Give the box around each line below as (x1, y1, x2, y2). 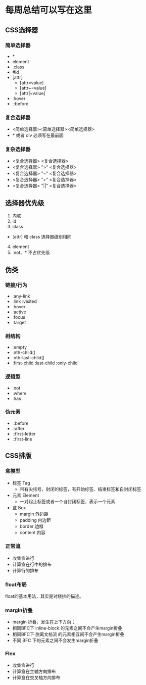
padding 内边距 (19, 517, 51, 523)
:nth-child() (12, 349, 36, 355)
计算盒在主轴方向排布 (12, 668, 56, 674)
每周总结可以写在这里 (5, 4, 93, 16)
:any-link (12, 293, 31, 299)
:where (12, 390, 27, 396)
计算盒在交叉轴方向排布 (12, 674, 60, 681)
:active (12, 309, 26, 315)
